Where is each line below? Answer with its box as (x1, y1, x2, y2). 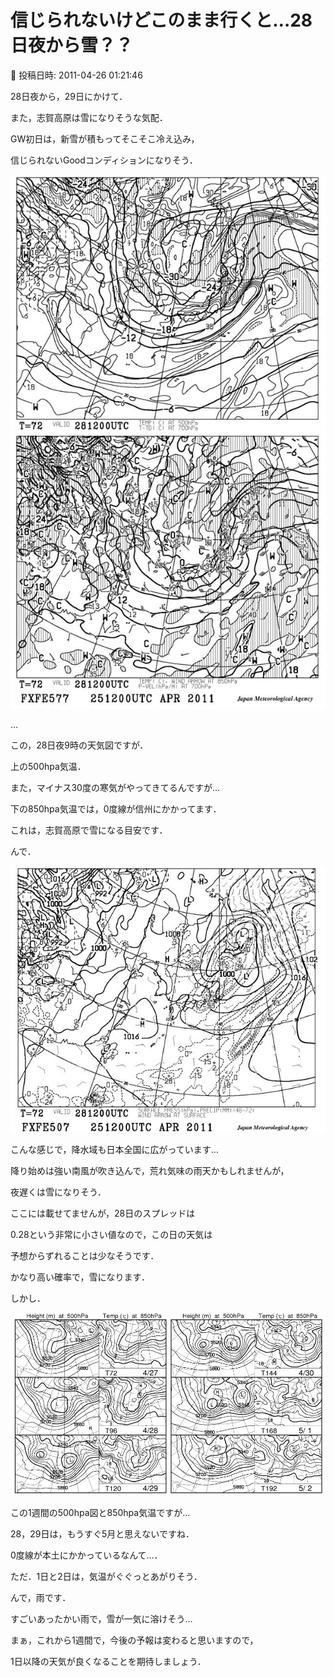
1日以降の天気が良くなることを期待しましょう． (10, 1656, 207, 1668)
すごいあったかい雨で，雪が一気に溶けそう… (10, 1613, 193, 1625)
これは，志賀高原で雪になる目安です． (10, 824, 168, 836)
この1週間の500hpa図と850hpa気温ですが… (10, 1507, 191, 1519)
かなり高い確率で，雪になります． (10, 1271, 150, 1283)
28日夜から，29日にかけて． (10, 90, 128, 102)
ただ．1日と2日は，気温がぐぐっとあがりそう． (10, 1571, 203, 1583)
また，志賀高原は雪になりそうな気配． (10, 111, 168, 123)
